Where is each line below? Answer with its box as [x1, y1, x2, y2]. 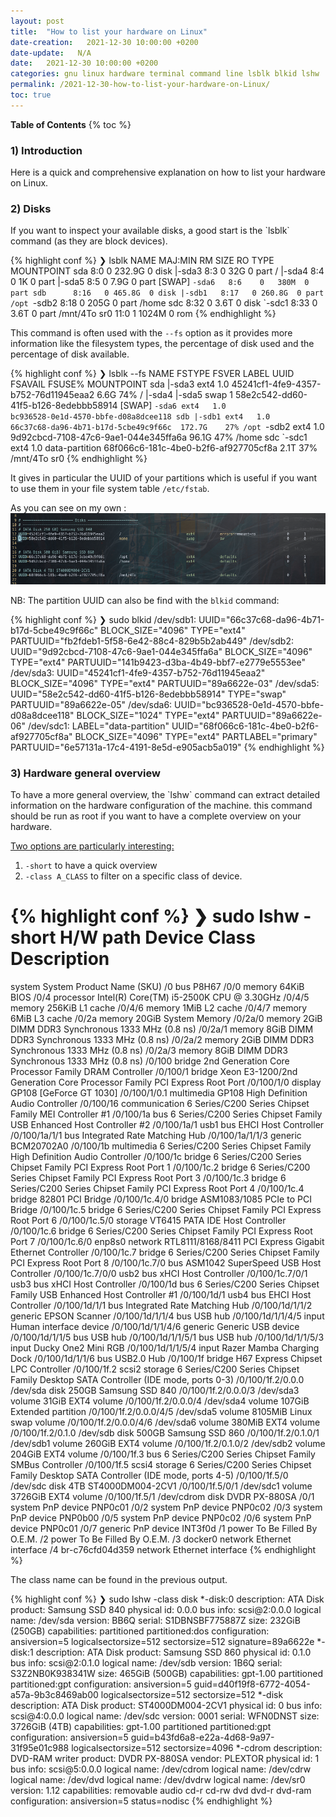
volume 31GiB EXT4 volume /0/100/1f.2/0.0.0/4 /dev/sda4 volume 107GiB [10, 1395, 310, 1407]
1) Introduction [10, 143, 83, 157]
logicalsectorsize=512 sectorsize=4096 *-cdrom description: [71, 1742, 323, 1754]
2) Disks [10, 201, 52, 215]
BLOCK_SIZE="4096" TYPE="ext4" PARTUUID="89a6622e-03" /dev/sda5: [10, 677, 320, 689]
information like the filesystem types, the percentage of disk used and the [10, 338, 315, 350]
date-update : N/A [10, 48, 92, 58]
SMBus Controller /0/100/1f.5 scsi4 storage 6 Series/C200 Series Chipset [10, 1459, 312, 1471]
